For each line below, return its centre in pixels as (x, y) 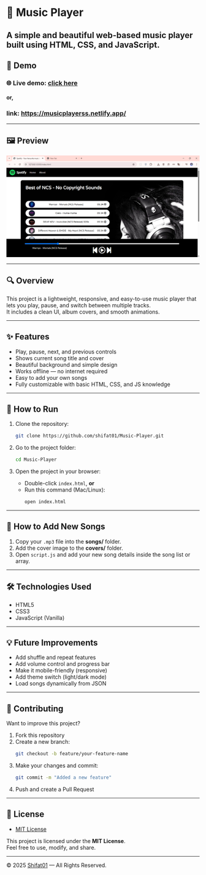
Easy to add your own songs (51, 377)
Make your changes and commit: (57, 766)
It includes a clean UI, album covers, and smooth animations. (83, 312)
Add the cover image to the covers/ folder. (69, 548)
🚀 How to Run (32, 409)
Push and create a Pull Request (55, 789)
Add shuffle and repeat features (55, 657)
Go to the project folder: (45, 448)
